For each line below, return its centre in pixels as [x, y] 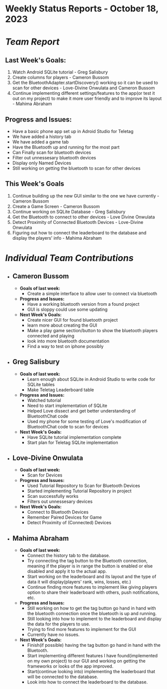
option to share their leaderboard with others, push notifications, [93, 592]
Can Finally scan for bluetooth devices [52, 152]
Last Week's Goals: [36, 60]
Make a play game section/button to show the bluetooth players [92, 330]
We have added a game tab [40, 142]
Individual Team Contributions [69, 258]
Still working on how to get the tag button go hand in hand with [92, 608]
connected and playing [51, 336]
